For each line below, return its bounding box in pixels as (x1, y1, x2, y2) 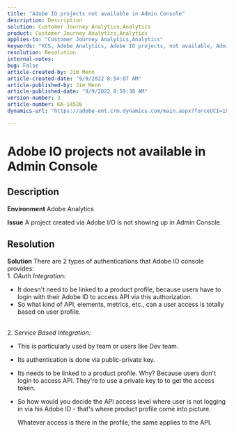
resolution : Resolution (7, 50, 77, 56)
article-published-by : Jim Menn (7, 82, 101, 89)
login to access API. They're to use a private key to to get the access (17, 376, 214, 384)
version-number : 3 (7, 95, 61, 102)
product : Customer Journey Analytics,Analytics (7, 29, 148, 37)
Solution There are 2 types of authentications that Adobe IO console (7, 257, 204, 265)
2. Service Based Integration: (7, 328, 91, 337)
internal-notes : (7, 56, 54, 63)
